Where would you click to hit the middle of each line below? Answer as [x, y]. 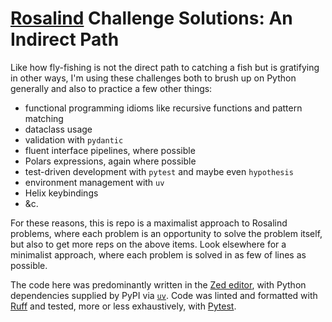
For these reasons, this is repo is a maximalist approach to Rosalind [149, 223]
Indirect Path [65, 39]
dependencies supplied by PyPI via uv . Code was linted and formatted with [164, 295]
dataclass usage [58, 129]
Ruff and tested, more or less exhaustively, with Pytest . [123, 306]
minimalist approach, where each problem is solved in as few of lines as [158, 254]
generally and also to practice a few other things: [111, 88]
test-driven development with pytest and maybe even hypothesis [159, 171]
